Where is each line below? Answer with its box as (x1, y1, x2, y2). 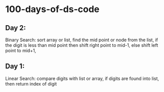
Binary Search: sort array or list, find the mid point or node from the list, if (5, 37, 158, 43)
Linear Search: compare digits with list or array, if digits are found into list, (5, 75, 159, 81)
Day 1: (5, 62, 25, 71)
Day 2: (5, 24, 26, 32)
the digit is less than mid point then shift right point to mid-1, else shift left (5, 42, 158, 48)
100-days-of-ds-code (5, 4, 100, 15)
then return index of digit (5, 80, 57, 86)
